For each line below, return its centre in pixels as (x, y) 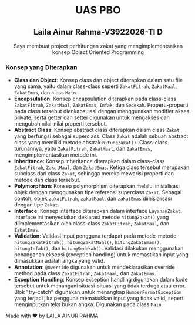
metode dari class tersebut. (47, 180)
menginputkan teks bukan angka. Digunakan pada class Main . (88, 304)
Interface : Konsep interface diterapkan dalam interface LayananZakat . (98, 211)
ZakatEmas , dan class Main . (46, 93)
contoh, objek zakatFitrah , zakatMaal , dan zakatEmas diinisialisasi (93, 199)
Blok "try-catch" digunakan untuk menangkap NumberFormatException (98, 292)
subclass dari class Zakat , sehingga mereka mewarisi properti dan (94, 174)
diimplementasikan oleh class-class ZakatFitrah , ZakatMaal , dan (92, 224)
